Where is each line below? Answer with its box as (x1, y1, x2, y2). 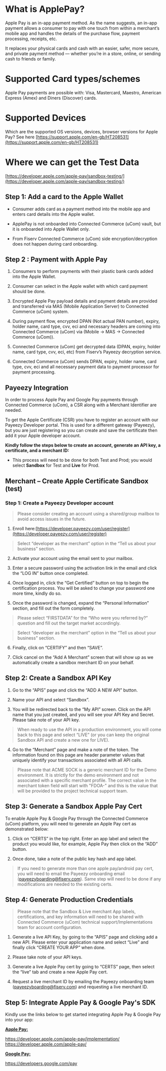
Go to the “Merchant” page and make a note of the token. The (12, 747, 139, 753)
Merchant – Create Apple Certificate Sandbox (5, 477, 149, 485)
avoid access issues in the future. (17, 516, 86, 522)
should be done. (12, 289, 46, 295)
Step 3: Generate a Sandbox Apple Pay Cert (5, 802, 142, 811)
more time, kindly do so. (12, 590, 62, 596)
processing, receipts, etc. (5, 36, 57, 42)
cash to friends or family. (5, 56, 56, 62)
